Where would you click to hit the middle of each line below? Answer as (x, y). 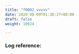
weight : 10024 (20, 24)
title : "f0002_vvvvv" (28, 10)
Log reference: (23, 45)
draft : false (19, 19)
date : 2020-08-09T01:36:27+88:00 (40, 14)
